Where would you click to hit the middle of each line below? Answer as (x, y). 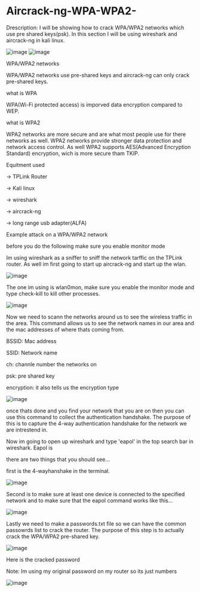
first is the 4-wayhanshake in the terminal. (58, 470)
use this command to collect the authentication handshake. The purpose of (99, 417)
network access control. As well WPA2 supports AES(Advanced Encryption (99, 147)
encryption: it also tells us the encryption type (63, 387)
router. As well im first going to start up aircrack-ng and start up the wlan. (96, 264)
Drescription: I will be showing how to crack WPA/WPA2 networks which (95, 28)
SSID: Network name (32, 353)
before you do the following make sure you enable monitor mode (86, 246)
